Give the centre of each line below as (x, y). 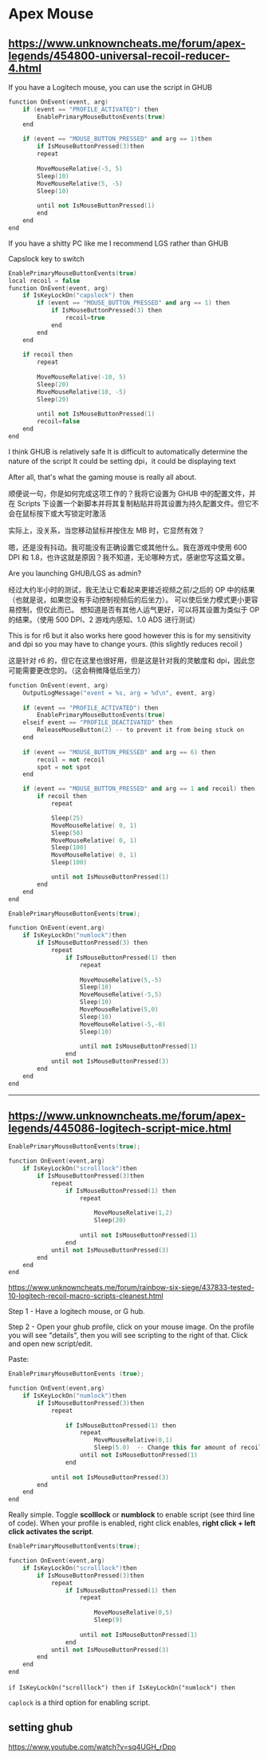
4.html (25, 68)
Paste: (19, 1360)
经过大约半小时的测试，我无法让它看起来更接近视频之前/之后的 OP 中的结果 (132, 589)
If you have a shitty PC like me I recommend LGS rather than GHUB (118, 243)
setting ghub (41, 1728)
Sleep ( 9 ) (108, 1620)
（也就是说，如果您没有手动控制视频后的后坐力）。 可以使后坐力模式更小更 (130, 600)
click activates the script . (51, 1532)
